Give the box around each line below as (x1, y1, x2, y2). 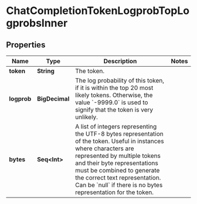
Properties (6, 40, 46, 50)
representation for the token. (75, 188, 154, 196)
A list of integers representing (75, 123, 157, 130)
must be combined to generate (75, 167, 160, 174)
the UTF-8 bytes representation (75, 130, 164, 138)
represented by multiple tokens (75, 152, 161, 160)
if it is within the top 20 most (75, 84, 154, 92)
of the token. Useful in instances (75, 137, 164, 145)
